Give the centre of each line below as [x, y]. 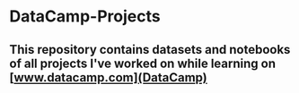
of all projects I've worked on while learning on [143, 63]
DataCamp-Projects [85, 17]
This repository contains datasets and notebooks [150, 50]
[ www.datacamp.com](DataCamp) [109, 77]
